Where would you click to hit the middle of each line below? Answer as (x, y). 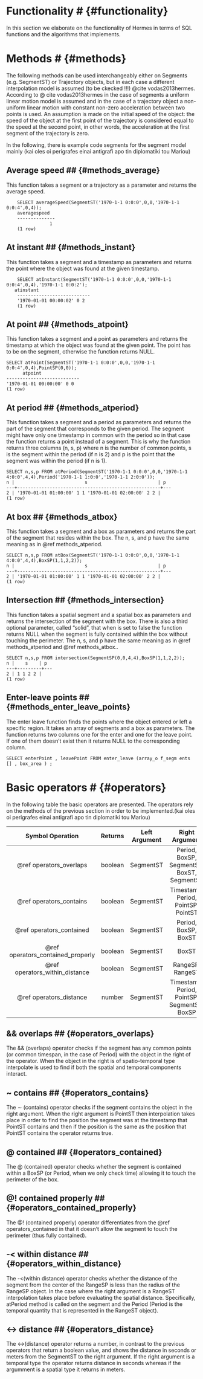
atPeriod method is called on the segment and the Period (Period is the (95, 1304)
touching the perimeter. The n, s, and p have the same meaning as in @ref (98, 640)
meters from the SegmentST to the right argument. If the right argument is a (101, 1357)
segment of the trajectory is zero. (48, 133)
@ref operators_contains (52, 901)
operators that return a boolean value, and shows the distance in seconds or (101, 1350)
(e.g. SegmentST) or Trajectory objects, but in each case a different (90, 82)
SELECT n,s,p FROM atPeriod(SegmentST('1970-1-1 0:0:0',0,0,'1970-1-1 (97, 472)
